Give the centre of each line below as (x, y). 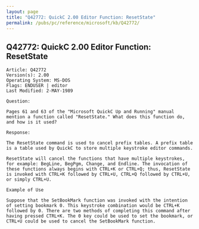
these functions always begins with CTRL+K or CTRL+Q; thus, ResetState (98, 169)
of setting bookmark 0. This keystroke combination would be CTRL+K (93, 206)
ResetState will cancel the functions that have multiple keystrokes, (96, 159)
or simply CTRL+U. (29, 180)
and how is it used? (32, 122)
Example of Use (25, 190)
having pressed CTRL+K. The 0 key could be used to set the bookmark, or (100, 216)
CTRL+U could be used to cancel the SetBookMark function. (81, 221)
